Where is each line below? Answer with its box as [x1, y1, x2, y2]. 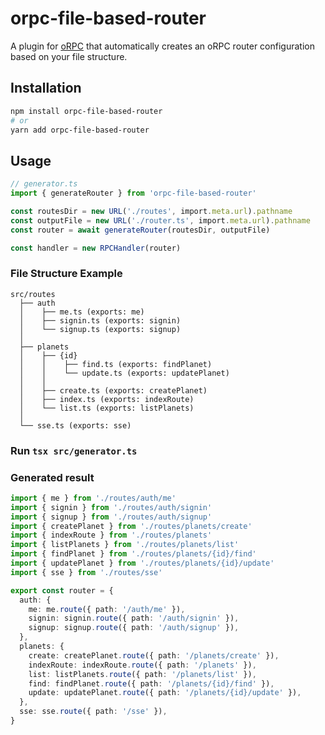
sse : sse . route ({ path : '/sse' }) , [19, 707, 168, 717]
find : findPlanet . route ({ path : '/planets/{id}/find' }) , [28, 678, 275, 689]
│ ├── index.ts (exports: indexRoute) [19, 394, 195, 404]
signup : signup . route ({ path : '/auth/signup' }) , [28, 623, 240, 633]
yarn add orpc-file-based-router [10, 125, 150, 135]
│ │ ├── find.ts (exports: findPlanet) [19, 359, 213, 369]
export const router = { [10, 585, 114, 596]
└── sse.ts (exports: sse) [19, 420, 132, 431]
